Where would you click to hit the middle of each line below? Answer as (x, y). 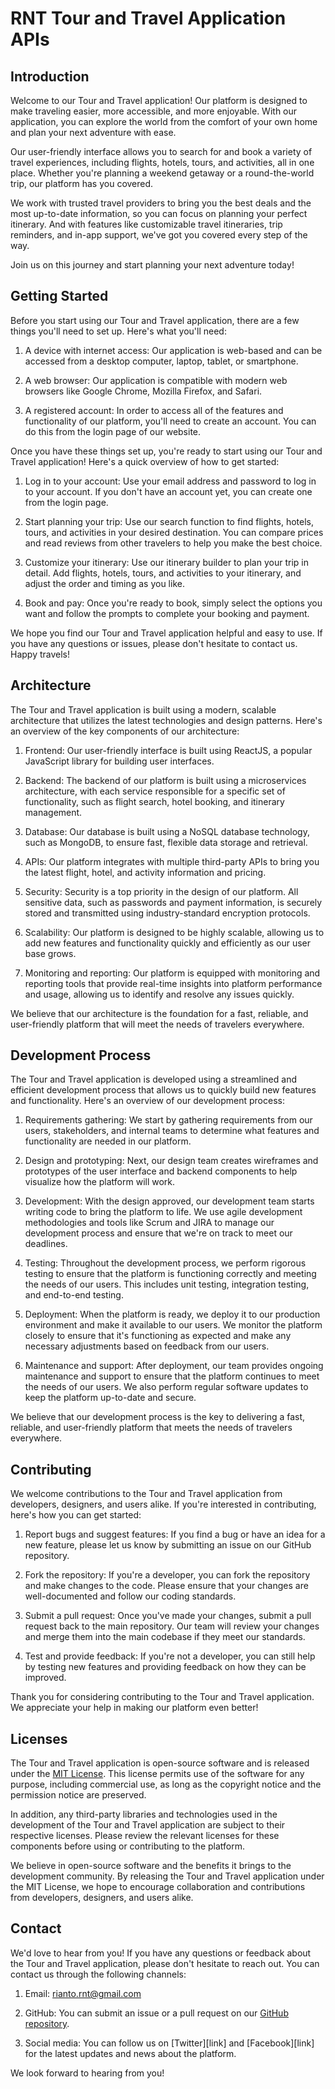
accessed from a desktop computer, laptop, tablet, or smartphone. (161, 361)
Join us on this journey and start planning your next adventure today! (152, 265)
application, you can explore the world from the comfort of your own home (164, 121)
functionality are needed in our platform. (108, 1141)
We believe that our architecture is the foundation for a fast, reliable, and (159, 1013)
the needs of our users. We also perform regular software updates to (166, 1387)
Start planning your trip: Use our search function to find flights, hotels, (169, 521)
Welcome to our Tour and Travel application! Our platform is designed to (159, 100)
